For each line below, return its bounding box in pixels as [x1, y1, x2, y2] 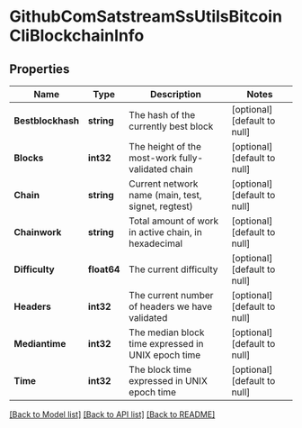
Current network [129, 178, 199, 190]
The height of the [129, 141, 202, 152]
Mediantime [13, 338, 67, 350]
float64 [88, 263, 120, 276]
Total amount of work [129, 214, 219, 227]
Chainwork [13, 226, 62, 238]
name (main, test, [129, 189, 202, 201]
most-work [129, 151, 177, 164]
